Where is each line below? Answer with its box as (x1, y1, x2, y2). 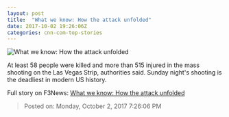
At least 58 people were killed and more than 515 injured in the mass (7, 61, 200, 69)
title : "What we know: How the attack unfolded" (7, 16, 152, 23)
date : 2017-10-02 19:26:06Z (7, 23, 88, 29)
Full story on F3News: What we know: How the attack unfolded (7, 89, 185, 97)
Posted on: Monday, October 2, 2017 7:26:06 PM (23, 102, 162, 110)
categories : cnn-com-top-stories (7, 29, 103, 36)
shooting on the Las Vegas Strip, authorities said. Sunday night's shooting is (7, 68, 222, 77)
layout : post (7, 10, 45, 17)
